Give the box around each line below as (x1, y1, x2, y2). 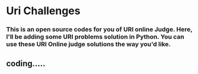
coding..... (6, 58, 46, 69)
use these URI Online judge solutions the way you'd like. (6, 40, 171, 49)
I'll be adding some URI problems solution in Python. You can (6, 33, 185, 41)
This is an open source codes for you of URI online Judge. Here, (6, 25, 193, 34)
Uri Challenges (6, 4, 81, 18)
